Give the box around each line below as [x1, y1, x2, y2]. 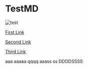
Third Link [5, 48, 26, 54]
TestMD [5, 3, 39, 14]
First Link [5, 29, 25, 35]
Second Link [5, 38, 31, 45]
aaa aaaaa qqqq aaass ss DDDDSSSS [5, 58, 83, 64]
